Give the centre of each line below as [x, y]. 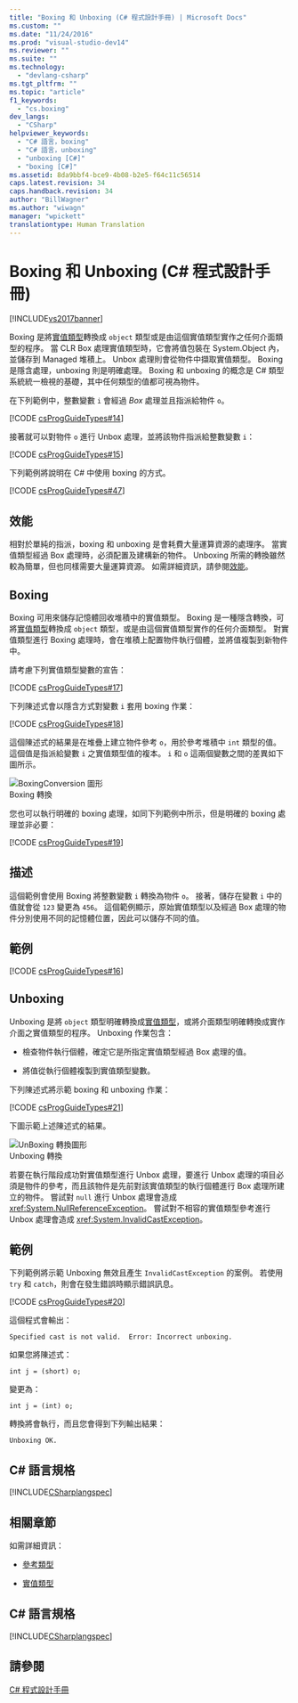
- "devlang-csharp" [53, 76]
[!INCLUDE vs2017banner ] [56, 319]
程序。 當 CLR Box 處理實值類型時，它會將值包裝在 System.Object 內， [154, 348]
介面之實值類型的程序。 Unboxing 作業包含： [92, 1032]
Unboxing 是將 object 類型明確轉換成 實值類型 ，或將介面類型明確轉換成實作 [147, 1022]
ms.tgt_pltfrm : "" [43, 84]
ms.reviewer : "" [39, 51]
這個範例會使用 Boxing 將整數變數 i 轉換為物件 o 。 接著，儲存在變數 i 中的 [146, 895]
